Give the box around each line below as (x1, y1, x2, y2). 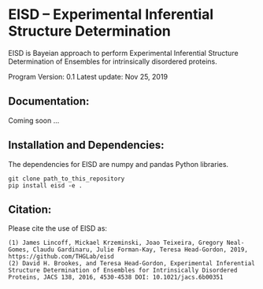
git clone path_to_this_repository (8, 175, 125, 183)
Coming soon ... (8, 116, 60, 125)
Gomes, (8, 246, 30, 254)
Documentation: (8, 94, 90, 108)
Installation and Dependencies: (8, 139, 165, 152)
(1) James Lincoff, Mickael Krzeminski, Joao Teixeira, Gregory (8, 239, 224, 247)
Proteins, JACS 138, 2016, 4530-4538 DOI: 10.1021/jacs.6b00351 (8, 273, 224, 281)
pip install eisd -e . (8, 181, 83, 190)
